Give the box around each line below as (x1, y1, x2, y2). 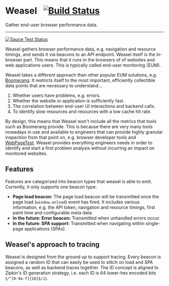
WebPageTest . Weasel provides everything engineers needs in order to (5, 139, 152, 146)
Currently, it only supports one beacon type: (5, 184, 97, 190)
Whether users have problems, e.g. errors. (12, 92, 101, 98)
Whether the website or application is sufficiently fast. (12, 97, 125, 103)
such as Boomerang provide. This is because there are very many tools (5, 124, 153, 130)
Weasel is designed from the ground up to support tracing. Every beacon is (5, 254, 161, 260)
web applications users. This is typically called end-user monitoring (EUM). (5, 62, 161, 68)
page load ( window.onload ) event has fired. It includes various (12, 199, 140, 205)
